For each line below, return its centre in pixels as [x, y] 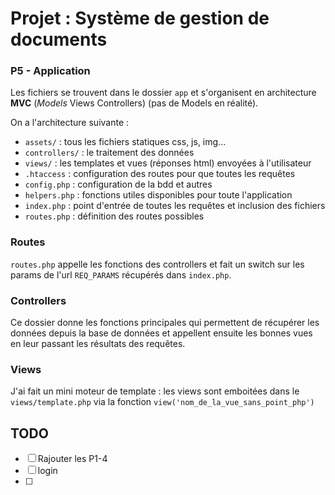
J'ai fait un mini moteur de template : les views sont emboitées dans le [155, 391]
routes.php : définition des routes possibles [114, 216]
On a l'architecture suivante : [70, 123]
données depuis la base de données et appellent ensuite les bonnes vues [161, 333]
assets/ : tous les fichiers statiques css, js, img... [125, 142]
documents [59, 39]
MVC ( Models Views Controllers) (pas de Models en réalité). [134, 103]
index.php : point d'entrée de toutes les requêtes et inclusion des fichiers [175, 206]
